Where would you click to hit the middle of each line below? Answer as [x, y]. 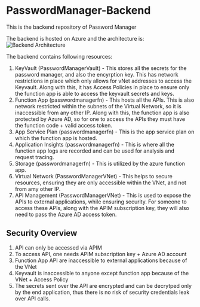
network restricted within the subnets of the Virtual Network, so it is [98, 106]
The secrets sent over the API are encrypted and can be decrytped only [103, 285]
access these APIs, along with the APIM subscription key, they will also [102, 208]
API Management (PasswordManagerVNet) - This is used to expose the [103, 195]
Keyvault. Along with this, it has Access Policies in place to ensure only [102, 87]
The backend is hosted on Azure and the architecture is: [75, 38]
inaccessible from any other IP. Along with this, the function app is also [102, 113]
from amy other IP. [38, 189]
